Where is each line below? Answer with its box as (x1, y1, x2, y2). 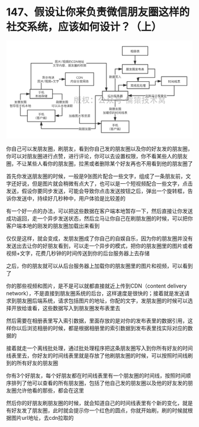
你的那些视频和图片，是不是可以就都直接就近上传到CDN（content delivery (6, 282, 187, 289)
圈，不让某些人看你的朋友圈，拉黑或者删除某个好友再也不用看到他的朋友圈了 (6, 160, 193, 167)
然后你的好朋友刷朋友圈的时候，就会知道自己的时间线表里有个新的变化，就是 (6, 400, 193, 407)
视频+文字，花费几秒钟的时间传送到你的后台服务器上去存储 (6, 250, 150, 257)
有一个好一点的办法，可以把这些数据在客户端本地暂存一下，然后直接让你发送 (6, 208, 193, 215)
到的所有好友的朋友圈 (6, 359, 58, 367)
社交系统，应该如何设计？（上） (6, 20, 162, 34)
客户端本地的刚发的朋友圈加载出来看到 (6, 222, 99, 230)
